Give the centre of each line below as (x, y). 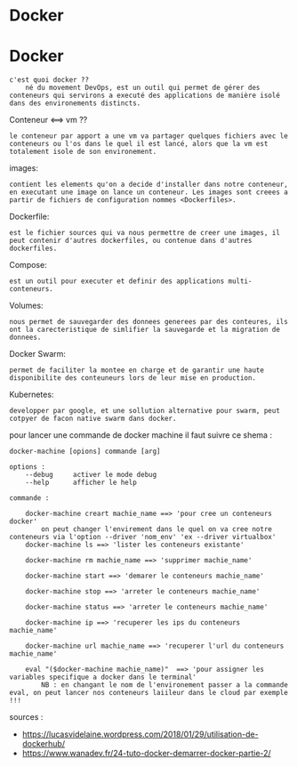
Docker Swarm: (38, 354)
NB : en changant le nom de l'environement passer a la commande (165, 685)
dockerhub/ (43, 744)
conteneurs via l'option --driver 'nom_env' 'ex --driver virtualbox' (143, 537)
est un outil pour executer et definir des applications (117, 281)
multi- (240, 281)
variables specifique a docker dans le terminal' (103, 677)
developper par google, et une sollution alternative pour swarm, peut (144, 411)
